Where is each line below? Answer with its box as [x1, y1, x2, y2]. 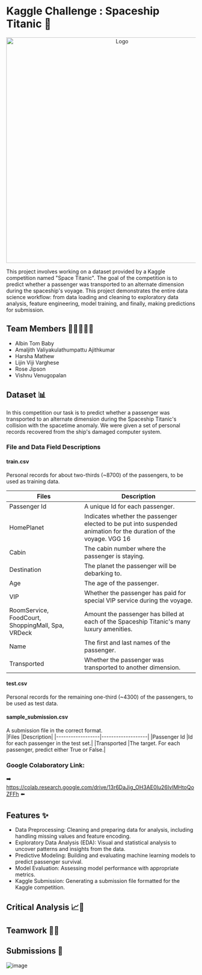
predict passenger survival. [14, 858, 83, 865]
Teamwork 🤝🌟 [6, 925, 60, 935]
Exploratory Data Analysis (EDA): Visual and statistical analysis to [14, 839, 177, 846]
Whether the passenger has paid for [84, 589, 186, 597]
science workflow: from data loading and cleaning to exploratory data [6, 293, 179, 300]
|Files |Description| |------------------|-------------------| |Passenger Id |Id [6, 733, 194, 741]
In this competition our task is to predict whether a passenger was [6, 409, 170, 416]
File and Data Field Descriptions [6, 443, 101, 451]
